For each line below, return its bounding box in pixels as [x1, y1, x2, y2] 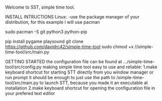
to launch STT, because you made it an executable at [39, 80, 148, 86]
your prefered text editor [5, 91, 55, 96]
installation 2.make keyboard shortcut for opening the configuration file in [5, 85, 155, 91]
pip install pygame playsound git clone [5, 38, 84, 44]
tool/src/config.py [5, 64, 42, 70]
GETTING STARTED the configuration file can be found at [5, 59, 122, 64]
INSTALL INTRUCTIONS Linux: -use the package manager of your [5, 14, 140, 19]
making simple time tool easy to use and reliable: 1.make [43, 64, 158, 70]
